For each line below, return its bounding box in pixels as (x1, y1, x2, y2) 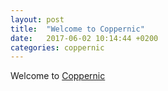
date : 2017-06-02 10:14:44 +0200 (10, 33, 159, 43)
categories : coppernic (10, 42, 105, 53)
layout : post (10, 14, 65, 25)
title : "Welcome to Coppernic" (10, 24, 145, 34)
